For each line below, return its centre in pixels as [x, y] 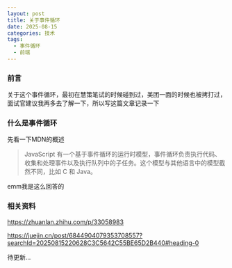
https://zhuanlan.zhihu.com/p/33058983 [65, 222]
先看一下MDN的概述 [36, 139]
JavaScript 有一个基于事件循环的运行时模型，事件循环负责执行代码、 [122, 155]
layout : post [26, 14]
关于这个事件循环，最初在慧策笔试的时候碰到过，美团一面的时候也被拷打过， [117, 95]
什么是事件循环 [32, 123]
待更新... [19, 257]
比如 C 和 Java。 [73, 172]
